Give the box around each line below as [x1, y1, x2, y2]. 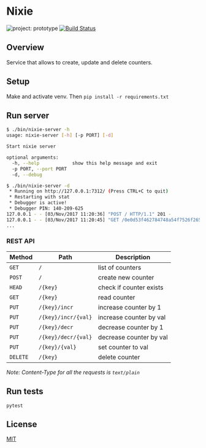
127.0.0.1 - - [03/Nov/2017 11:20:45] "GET [6, 216, 120, 223]
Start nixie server [6, 143, 56, 150]
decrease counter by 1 [97, 323, 164, 332]
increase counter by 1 [97, 303, 161, 311]
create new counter [97, 273, 154, 281]
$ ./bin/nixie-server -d [6, 183, 70, 189]
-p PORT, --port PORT [12, 165, 67, 172]
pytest [6, 403, 23, 409]
